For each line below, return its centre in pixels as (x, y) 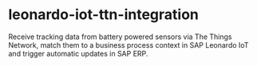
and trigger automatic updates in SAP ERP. (78, 53)
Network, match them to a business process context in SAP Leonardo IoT (128, 45)
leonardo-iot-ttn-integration (104, 15)
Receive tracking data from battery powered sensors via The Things (120, 37)
